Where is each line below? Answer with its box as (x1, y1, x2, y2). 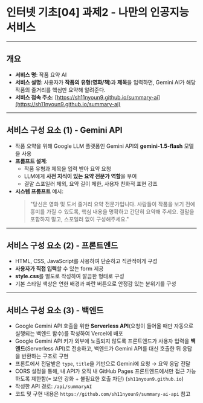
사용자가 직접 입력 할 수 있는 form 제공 (14, 265, 104, 272)
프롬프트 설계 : (14, 157, 48, 165)
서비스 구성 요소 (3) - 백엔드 (6, 305, 104, 316)
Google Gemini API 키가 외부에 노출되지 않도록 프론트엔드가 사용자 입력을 (14, 337, 190, 344)
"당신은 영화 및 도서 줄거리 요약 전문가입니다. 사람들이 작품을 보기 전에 (30, 200, 195, 208)
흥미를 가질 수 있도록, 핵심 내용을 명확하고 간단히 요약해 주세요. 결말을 (30, 208, 195, 215)
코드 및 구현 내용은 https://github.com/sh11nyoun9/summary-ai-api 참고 (14, 390, 191, 398)
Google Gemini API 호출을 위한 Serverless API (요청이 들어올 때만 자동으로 (14, 322, 194, 329)
